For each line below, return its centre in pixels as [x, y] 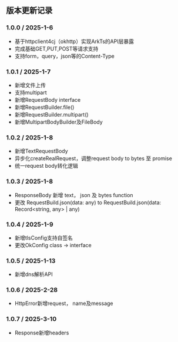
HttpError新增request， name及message [64, 303]
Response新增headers [42, 333]
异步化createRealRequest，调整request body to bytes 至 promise [93, 158]
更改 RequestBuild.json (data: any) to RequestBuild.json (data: [88, 202]
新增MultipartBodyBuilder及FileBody [58, 122]
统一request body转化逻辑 [46, 166]
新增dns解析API [33, 274]
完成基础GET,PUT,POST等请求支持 [56, 48]
